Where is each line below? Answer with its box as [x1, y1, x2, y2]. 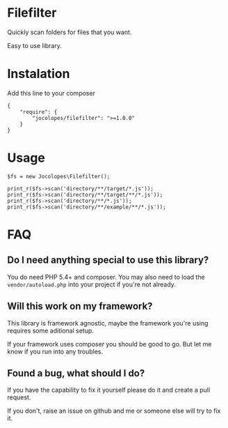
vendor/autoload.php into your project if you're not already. [7, 280, 176, 289]
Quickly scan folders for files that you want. [7, 28, 132, 36]
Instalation [7, 66, 70, 82]
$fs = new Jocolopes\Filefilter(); [7, 173, 111, 180]
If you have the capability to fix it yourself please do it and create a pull [7, 385, 211, 395]
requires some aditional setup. [7, 326, 94, 335]
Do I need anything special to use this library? [7, 254, 209, 266]
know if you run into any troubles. [7, 347, 103, 356]
